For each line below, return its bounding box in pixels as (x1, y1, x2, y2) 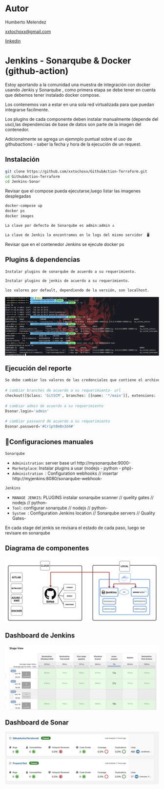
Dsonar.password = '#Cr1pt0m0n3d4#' (5, 424, 76, 429)
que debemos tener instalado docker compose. (5, 92, 101, 98)
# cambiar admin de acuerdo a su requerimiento (5, 404, 104, 408)
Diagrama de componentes (5, 544, 89, 553)
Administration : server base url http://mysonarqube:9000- (12, 460, 131, 466)
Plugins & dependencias (5, 256, 81, 264)
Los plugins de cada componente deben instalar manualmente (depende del (5, 116, 159, 122)
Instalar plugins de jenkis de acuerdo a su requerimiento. (5, 278, 130, 283)
